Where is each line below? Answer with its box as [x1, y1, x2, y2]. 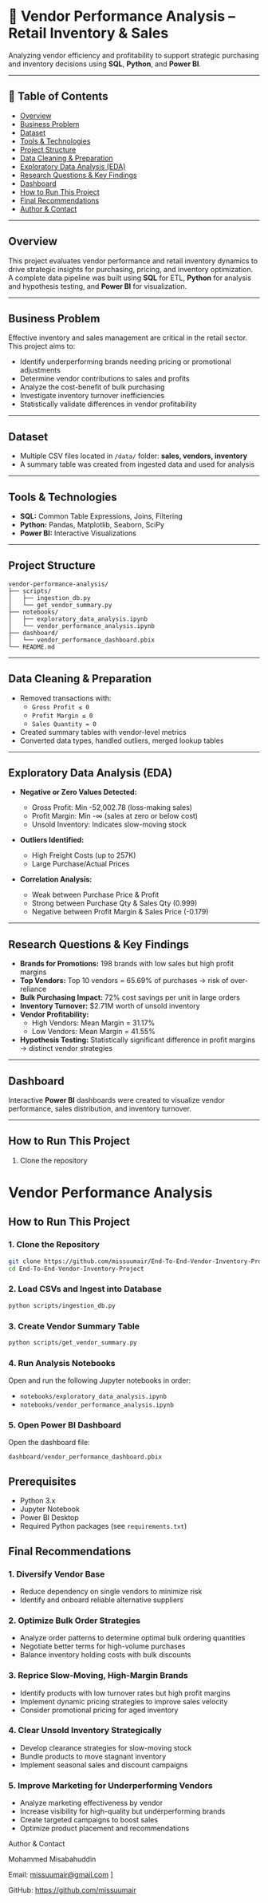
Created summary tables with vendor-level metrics [19, 727, 187, 736]
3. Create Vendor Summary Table [8, 1321, 140, 1332]
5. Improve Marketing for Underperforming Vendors [8, 1779, 213, 1790]
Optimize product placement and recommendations [19, 1823, 190, 1834]
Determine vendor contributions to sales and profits [19, 374, 190, 384]
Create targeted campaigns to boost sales [19, 1815, 158, 1825]
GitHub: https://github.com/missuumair [8, 1885, 137, 1895]
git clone [8, 1257, 41, 1265]
